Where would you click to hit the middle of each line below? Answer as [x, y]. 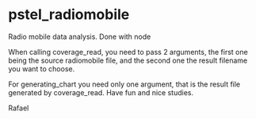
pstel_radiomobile [69, 15]
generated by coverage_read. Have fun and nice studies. [101, 92]
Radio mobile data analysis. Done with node [80, 36]
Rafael [19, 108]
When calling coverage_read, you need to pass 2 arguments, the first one [128, 52]
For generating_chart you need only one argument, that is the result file [124, 84]
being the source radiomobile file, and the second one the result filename [128, 60]
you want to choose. [42, 68]
